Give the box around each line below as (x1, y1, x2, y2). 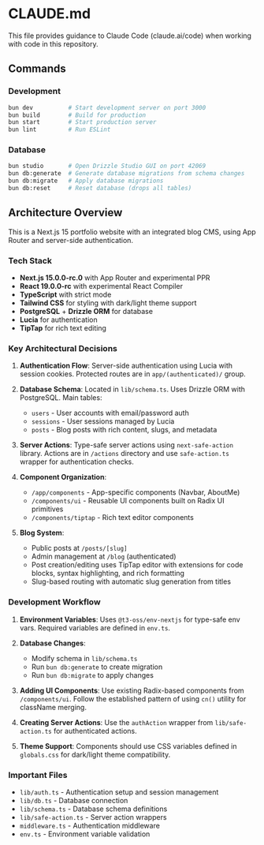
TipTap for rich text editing (19, 323, 106, 333)
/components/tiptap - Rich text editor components (31, 513, 195, 522)
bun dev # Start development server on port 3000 (8, 103, 206, 111)
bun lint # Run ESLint (8, 125, 111, 134)
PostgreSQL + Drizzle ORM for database (19, 307, 154, 316)
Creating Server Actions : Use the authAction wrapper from (19, 717, 214, 727)
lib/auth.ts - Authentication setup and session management (19, 787, 219, 797)
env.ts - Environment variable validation (19, 829, 151, 839)
